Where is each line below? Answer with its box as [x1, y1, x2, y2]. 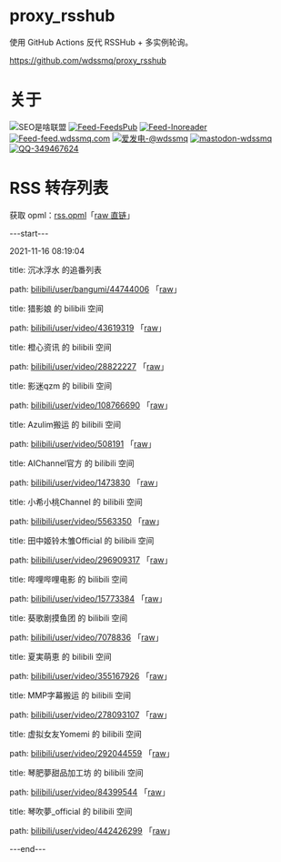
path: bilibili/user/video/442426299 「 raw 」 [9, 825, 176, 836]
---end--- [9, 843, 46, 854]
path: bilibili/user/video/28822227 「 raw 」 [9, 360, 169, 371]
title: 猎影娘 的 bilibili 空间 [9, 302, 105, 314]
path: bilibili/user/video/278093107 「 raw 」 [9, 709, 172, 720]
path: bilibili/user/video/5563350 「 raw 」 [9, 515, 165, 526]
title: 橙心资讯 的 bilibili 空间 [9, 341, 112, 352]
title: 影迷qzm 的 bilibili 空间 [9, 380, 112, 391]
